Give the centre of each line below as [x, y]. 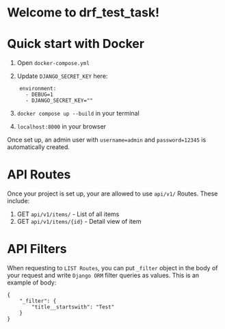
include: [18, 201]
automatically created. [39, 147]
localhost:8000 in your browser [62, 127]
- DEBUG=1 [39, 95]
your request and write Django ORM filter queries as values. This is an [103, 275]
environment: [38, 89]
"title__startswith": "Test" [73, 307]
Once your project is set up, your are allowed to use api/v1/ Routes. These [112, 194]
